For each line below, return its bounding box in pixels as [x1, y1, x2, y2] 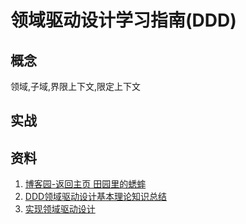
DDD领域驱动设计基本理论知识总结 [24, 191, 168, 203]
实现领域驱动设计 [24, 203, 96, 215]
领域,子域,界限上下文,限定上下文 [10, 81, 142, 92]
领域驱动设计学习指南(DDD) [10, 9, 237, 32]
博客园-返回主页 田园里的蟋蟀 [24, 178, 147, 190]
